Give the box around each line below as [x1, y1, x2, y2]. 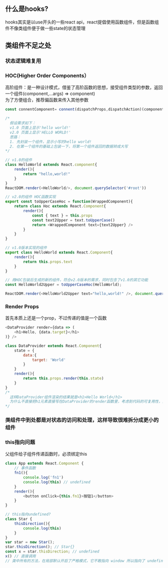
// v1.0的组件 [5, 157, 32, 162]
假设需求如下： [9, 120, 36, 126]
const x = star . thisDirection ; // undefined [5, 549, 99, 554]
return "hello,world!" [23, 171, 70, 176]
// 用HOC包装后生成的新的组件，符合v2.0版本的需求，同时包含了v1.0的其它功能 [5, 277, 148, 282]
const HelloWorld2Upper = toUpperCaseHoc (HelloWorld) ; [5, 282, 122, 287]
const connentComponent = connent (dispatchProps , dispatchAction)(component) [5, 107, 166, 112]
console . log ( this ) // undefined [23, 479, 91, 484]
